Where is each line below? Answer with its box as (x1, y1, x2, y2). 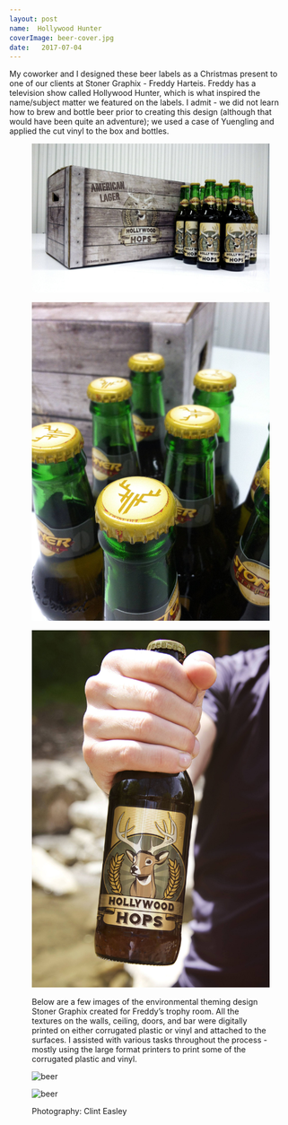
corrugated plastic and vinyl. (31, 1053, 137, 1064)
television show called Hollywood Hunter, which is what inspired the (9, 88, 261, 99)
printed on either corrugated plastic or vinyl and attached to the (31, 1025, 266, 1035)
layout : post (9, 14, 58, 23)
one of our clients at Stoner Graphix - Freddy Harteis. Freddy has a (9, 78, 257, 89)
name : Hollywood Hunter (9, 23, 102, 33)
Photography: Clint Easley (31, 1105, 127, 1116)
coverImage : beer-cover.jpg (9, 33, 115, 42)
